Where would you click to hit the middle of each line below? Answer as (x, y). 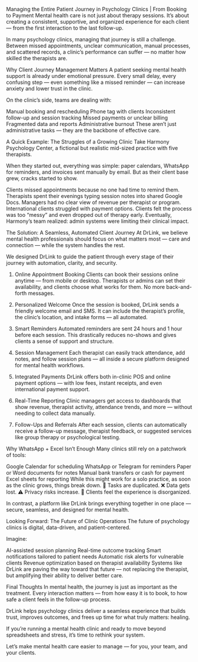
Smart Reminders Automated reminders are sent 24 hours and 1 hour (98, 329)
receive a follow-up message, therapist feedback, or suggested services (103, 431)
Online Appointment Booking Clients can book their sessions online (97, 274)
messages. (41, 293)
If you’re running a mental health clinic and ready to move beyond (86, 629)
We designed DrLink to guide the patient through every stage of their (90, 257)
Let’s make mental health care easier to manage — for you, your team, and (97, 646)
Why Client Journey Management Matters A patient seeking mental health (96, 70)
